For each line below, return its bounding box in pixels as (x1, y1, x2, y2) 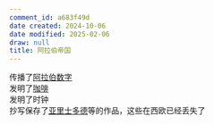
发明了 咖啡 (9, 83, 49, 94)
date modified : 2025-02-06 (9, 29, 110, 38)
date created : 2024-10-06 (9, 21, 106, 30)
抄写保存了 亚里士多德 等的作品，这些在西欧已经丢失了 (9, 105, 206, 116)
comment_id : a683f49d (9, 12, 90, 22)
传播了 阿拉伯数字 (9, 72, 73, 83)
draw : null (9, 37, 50, 47)
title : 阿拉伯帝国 (9, 46, 72, 55)
